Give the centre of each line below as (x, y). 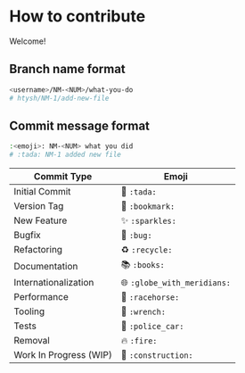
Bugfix (28, 236)
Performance (41, 297)
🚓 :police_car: (152, 326)
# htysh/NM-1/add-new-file (59, 98)
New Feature (41, 220)
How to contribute (78, 17)
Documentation (46, 266)
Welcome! (28, 41)
